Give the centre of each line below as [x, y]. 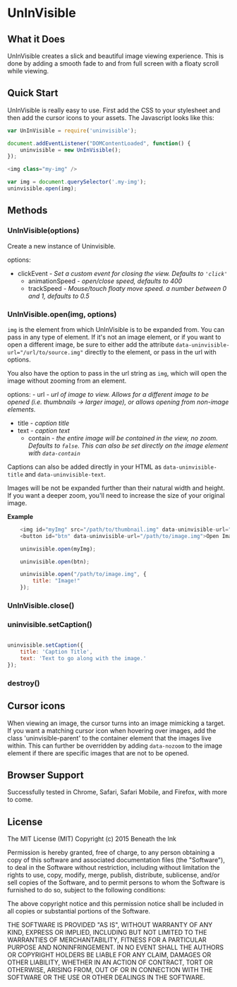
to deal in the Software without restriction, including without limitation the [114, 868]
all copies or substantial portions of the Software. [79, 911]
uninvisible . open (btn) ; [55, 562]
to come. [20, 800]
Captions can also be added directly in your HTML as [85, 467]
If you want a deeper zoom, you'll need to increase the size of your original [116, 495]
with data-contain [54, 453]
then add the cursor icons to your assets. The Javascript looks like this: [111, 117]
